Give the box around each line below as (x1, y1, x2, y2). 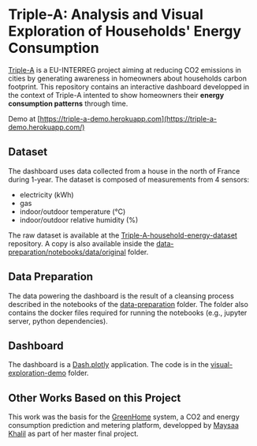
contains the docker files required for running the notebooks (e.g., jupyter (8, 308, 248, 317)
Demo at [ (8, 114, 41, 123)
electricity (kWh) (19, 189, 74, 199)
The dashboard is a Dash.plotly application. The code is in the (8, 360, 209, 369)
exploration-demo (8, 369, 67, 378)
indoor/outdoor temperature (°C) (19, 207, 126, 216)
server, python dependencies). (8, 316, 108, 325)
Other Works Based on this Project (8, 391, 181, 404)
